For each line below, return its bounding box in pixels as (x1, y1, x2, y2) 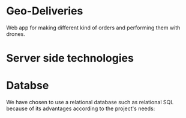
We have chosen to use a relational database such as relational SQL (6, 99, 174, 106)
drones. (6, 30, 25, 37)
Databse (6, 79, 49, 92)
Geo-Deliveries (6, 4, 83, 18)
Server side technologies (6, 52, 134, 65)
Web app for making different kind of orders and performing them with (6, 24, 181, 31)
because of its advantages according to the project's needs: (6, 105, 155, 112)
